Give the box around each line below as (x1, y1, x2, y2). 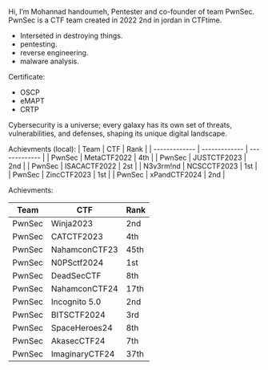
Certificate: (8, 72, 46, 81)
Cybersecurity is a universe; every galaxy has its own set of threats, (8, 120, 232, 129)
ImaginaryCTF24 (50, 348, 115, 360)
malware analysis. (19, 56, 80, 66)
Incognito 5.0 (50, 296, 102, 307)
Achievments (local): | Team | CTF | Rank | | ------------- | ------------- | (8, 144, 248, 153)
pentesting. (19, 39, 58, 49)
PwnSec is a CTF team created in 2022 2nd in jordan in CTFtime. (8, 15, 222, 25)
